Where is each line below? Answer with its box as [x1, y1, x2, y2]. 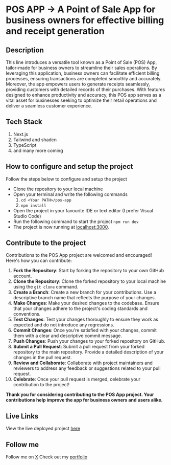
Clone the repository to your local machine [13, 186, 103, 192]
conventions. [13, 311, 41, 317]
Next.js [13, 131, 29, 137]
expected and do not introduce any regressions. [13, 322, 114, 328]
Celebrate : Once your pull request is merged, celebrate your [13, 376, 141, 382]
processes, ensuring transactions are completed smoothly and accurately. [6, 76, 162, 81]
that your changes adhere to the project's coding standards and [13, 305, 148, 312]
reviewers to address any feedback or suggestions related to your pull [13, 365, 161, 371]
